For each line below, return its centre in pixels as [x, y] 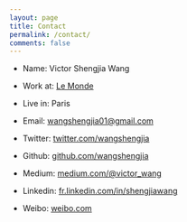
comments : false [40, 43]
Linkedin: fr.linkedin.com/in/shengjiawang [100, 191]
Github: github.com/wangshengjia [85, 156]
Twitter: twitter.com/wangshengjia [86, 139]
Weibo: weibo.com [57, 208]
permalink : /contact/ [50, 34]
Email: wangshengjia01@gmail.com [88, 121]
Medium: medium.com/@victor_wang [92, 173]
